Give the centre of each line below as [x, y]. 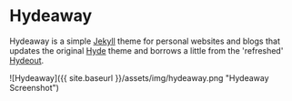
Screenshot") [34, 87]
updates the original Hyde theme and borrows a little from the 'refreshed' [146, 50]
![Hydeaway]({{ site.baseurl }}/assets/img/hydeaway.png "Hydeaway [140, 77]
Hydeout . [27, 60]
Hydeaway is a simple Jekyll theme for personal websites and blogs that [145, 41]
